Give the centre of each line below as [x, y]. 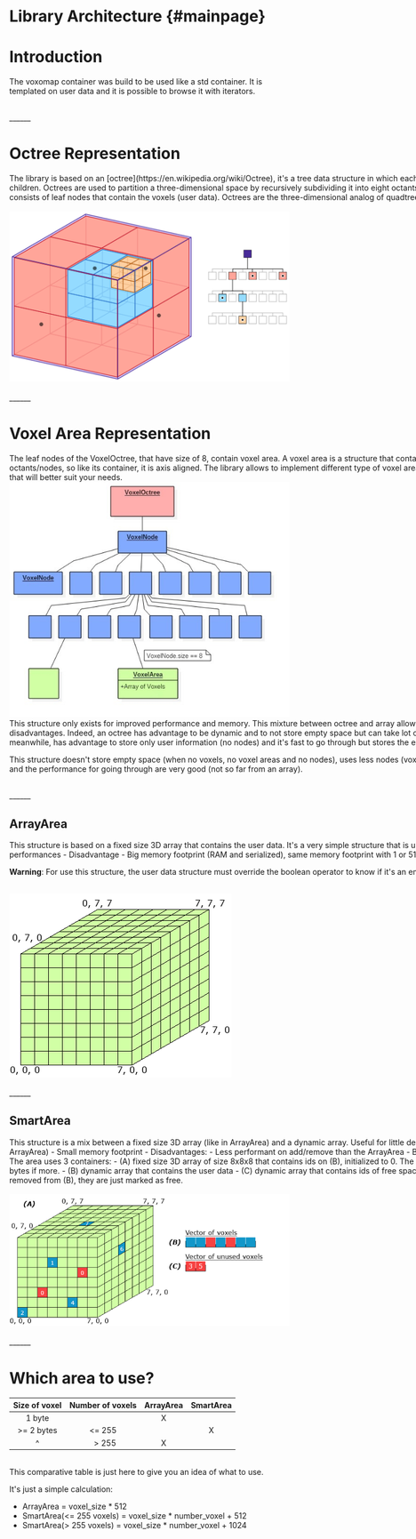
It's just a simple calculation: [61, 1489]
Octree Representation [95, 154]
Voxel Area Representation [110, 433]
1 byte [37, 1418]
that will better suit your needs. [66, 477]
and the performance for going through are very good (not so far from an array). [156, 769]
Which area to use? [82, 1378]
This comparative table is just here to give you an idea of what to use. [136, 1472]
